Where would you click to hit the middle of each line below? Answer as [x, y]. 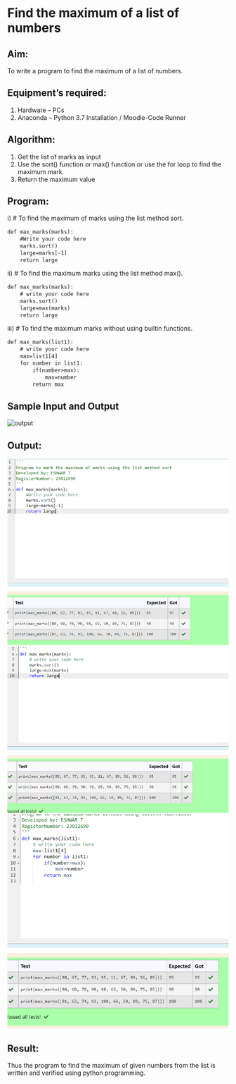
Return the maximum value [56, 179]
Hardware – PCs [41, 110]
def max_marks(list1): [40, 342]
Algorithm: [31, 140]
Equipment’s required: [57, 93]
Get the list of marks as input [59, 157]
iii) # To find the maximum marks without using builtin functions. [100, 329]
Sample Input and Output [63, 406]
